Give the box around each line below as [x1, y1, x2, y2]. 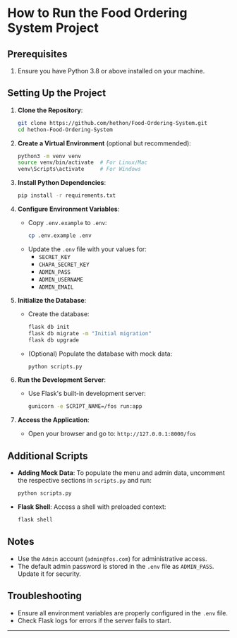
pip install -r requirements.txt [17, 192, 116, 199]
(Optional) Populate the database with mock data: [28, 349, 173, 358]
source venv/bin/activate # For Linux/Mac [17, 159, 148, 167]
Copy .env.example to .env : [28, 219, 107, 227]
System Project [7, 20, 99, 36]
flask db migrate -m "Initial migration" [28, 330, 152, 337]
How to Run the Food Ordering [7, 5, 188, 21]
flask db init [28, 323, 70, 330]
